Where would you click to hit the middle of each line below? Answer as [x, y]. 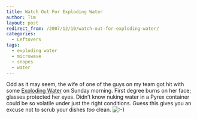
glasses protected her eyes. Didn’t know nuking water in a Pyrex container [98, 97]
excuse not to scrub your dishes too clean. [59, 110]
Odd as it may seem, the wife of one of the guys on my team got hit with [95, 84]
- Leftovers [27, 39]
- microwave [27, 56]
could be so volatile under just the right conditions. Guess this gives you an [99, 103]
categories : [21, 34]
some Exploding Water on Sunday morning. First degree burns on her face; [99, 91]
